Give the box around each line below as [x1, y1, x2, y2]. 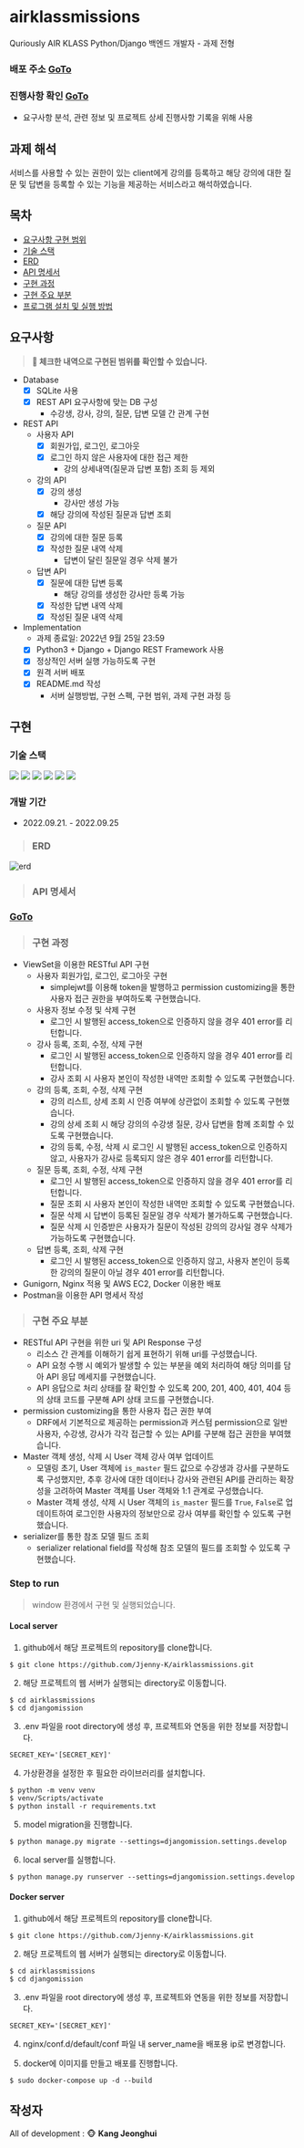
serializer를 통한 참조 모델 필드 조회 [22, 1531, 150, 1542]
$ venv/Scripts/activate [9, 1793, 104, 1803]
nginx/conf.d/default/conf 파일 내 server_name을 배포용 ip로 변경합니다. [22, 2038, 287, 2049]
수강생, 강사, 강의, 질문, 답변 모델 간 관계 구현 [49, 408, 209, 419]
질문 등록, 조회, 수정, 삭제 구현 [35, 1163, 143, 1174]
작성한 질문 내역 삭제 [49, 543, 124, 554]
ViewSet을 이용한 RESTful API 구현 [22, 958, 150, 969]
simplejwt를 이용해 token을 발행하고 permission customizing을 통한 [49, 981, 296, 992]
